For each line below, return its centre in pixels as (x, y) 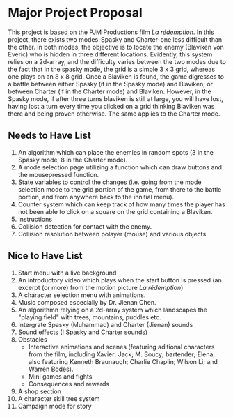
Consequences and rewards (69, 384)
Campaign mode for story (55, 406)
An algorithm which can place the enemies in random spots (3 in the (116, 152)
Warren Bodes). (51, 369)
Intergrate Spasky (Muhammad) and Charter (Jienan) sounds (105, 324)
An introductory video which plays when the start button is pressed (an (120, 280)
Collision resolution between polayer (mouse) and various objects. (113, 234)
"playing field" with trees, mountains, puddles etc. (90, 317)
